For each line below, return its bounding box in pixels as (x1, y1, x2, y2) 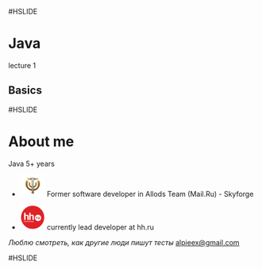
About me (8, 133, 75, 150)
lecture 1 (8, 60, 37, 70)
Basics (8, 83, 42, 98)
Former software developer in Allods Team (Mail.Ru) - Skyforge (46, 190, 254, 199)
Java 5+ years (8, 159, 56, 168)
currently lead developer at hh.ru (46, 222, 155, 232)
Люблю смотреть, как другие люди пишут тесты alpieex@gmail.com (8, 238, 240, 248)
